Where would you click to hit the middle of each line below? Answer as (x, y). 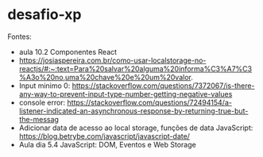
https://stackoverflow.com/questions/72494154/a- (149, 102)
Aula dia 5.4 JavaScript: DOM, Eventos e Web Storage (107, 144)
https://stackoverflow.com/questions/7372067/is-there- (163, 86)
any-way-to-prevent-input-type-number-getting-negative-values (126, 94)
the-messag (39, 119)
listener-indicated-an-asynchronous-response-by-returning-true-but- (133, 111)
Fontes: (20, 36)
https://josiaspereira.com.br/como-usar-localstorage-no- (112, 60)
